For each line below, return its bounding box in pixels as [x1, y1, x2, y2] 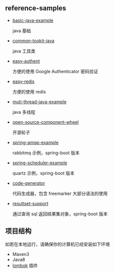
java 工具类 [12, 48, 36, 54]
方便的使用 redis [12, 89, 46, 95]
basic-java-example [12, 17, 54, 23]
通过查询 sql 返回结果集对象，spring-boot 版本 [12, 210, 108, 217]
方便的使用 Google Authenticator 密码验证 [12, 68, 99, 74]
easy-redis [12, 78, 35, 84]
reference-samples [5, 4, 66, 13]
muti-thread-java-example [12, 99, 67, 105]
